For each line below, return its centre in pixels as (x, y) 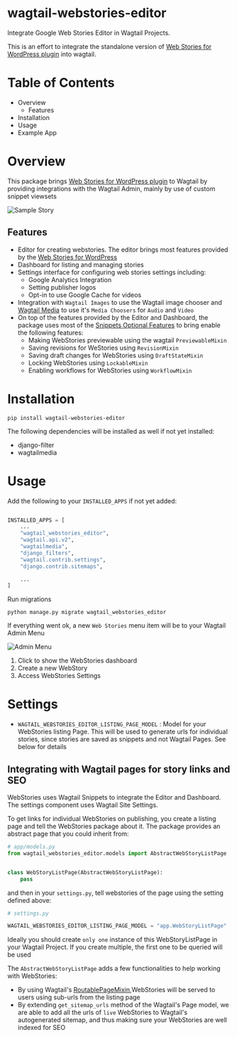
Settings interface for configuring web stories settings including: (112, 272)
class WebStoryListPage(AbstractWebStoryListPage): (85, 872)
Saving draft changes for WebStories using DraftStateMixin (116, 355)
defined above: (29, 900)
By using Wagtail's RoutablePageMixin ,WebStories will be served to (116, 990)
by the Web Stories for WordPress (67, 257)
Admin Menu (26, 633)
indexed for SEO (42, 1028)
